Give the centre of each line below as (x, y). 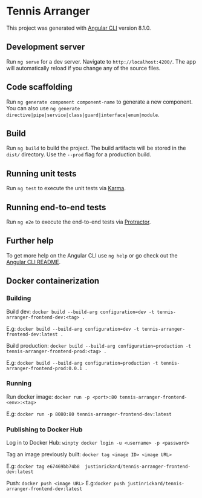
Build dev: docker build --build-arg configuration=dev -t (80, 311)
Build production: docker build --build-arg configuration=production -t (99, 345)
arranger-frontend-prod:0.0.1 (44, 368)
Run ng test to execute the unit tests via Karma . (66, 188)
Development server (46, 47)
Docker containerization (53, 281)
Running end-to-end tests (56, 207)
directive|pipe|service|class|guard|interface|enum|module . (83, 115)
